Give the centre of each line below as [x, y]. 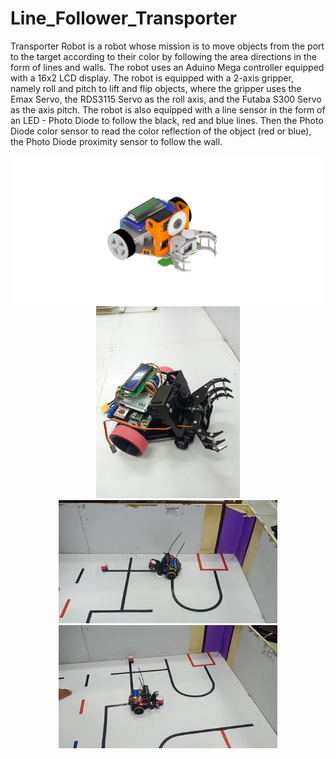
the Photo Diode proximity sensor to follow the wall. [116, 141]
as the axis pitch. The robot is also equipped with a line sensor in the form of [168, 109]
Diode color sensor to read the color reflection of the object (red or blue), [161, 131]
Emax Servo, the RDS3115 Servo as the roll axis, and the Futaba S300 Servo [166, 99]
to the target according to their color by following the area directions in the [163, 56]
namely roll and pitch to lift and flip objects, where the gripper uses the [156, 88]
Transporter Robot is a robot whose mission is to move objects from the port [167, 46]
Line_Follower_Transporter [124, 18]
